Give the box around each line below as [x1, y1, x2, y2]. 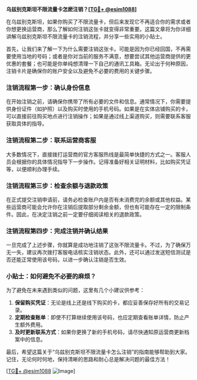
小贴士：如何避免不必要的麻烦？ [6, 272, 97, 281]
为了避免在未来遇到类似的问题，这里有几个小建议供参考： [6, 286, 145, 294]
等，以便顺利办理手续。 [6, 165, 63, 172]
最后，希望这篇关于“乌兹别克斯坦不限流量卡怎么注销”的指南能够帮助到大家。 [6, 348, 191, 355]
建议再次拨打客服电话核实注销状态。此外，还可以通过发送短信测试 [26, 249, 186, 256]
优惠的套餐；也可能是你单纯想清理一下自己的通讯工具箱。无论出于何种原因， [6, 60, 191, 67]
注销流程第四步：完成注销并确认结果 [6, 226, 108, 235]
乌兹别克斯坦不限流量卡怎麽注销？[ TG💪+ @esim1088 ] [6, 6, 137, 12]
